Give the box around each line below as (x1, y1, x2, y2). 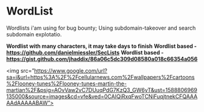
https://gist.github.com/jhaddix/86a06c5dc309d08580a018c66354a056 (6, 55, 198, 62)
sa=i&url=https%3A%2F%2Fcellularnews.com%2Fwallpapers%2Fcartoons (6, 73, 195, 81)
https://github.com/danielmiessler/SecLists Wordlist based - (6, 48, 164, 56)
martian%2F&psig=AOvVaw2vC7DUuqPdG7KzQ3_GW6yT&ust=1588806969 (6, 86, 197, 93)
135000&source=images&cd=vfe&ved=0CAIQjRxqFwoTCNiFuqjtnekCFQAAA (6, 93, 198, 100)
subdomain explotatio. (6, 30, 62, 38)
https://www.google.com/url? (34, 67, 107, 74)
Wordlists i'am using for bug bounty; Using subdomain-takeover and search (6, 24, 196, 31)
